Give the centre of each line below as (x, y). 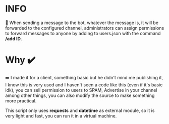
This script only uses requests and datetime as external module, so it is (80, 110)
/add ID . (14, 39)
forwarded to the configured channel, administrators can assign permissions (85, 28)
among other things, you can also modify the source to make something (80, 95)
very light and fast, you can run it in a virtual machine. (61, 115)
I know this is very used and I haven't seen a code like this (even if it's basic (84, 85)
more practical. (21, 100)
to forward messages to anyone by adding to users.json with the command (83, 33)
